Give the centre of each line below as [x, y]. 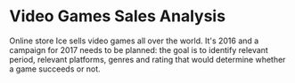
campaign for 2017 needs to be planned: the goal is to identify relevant [139, 49]
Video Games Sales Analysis [117, 16]
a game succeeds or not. [55, 69]
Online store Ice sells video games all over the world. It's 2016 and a [134, 41]
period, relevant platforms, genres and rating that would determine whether [147, 59]
